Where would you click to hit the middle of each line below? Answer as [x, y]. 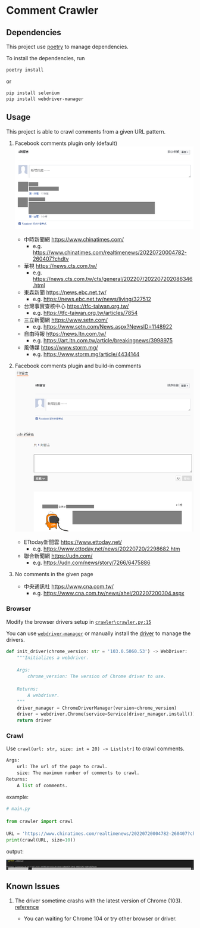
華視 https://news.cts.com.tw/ [60, 265]
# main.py [18, 809]
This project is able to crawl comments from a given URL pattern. [86, 131]
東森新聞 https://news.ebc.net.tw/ [65, 292]
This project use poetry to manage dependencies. [68, 47]
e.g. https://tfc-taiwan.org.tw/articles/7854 [85, 313]
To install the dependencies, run [46, 58]
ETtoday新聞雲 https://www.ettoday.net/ [73, 542]
